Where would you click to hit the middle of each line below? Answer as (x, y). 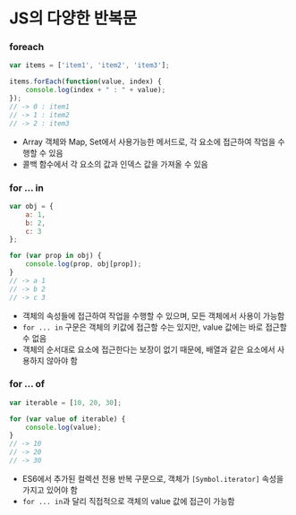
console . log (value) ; (63, 427)
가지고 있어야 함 (50, 490)
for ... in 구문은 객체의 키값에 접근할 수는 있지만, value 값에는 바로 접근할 (155, 327)
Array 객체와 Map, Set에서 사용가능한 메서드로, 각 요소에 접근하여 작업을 (149, 142)
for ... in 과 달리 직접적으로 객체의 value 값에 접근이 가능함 (128, 501)
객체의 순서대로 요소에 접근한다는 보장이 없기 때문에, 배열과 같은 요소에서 (148, 349)
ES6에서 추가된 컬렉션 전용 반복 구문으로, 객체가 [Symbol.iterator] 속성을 (153, 478)
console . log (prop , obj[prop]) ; (84, 264)
